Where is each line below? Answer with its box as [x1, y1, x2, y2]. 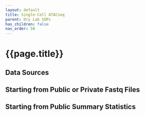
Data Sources [5, 68, 49, 76]
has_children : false [5, 21, 49, 27]
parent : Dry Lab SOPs [5, 17, 51, 22]
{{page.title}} [5, 48, 64, 60]
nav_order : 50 [5, 26, 36, 31]
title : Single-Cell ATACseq [5, 12, 65, 17]
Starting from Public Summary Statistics [5, 102, 136, 111]
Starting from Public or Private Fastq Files [5, 86, 140, 94]
